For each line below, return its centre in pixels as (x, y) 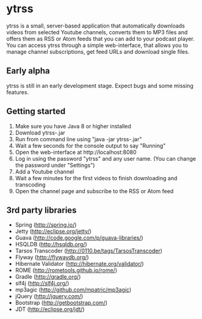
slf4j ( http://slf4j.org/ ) (42, 284)
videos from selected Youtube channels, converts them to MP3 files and (97, 32)
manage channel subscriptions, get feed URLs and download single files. (98, 51)
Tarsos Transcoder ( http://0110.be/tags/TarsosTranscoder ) (89, 251)
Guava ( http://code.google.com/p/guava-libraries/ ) (79, 238)
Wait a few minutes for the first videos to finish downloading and (96, 178)
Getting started (36, 112)
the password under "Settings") (55, 165)
